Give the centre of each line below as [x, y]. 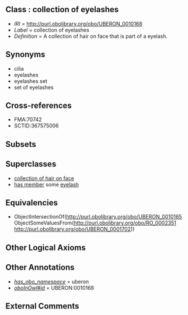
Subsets [21, 144]
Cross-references [39, 105]
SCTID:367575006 [36, 126]
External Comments [42, 306]
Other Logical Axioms [46, 247]
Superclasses [31, 164]
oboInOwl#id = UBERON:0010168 [54, 288]
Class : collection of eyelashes [62, 10]
